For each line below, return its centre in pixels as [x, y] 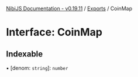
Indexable [25, 54]
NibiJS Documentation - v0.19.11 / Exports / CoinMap [69, 9]
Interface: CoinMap [54, 32]
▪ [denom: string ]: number [37, 68]
